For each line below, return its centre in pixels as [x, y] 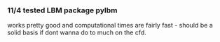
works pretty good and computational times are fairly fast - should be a [110, 25]
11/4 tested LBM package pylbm [62, 10]
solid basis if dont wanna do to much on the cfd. [77, 32]
